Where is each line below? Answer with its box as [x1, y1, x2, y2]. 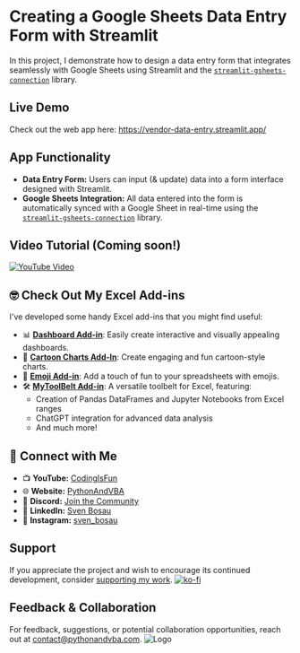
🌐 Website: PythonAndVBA [21, 486, 125, 496]
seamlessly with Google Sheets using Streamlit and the [9, 65, 212, 75]
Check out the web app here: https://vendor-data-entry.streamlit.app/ [9, 124, 267, 135]
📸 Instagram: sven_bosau [21, 515, 118, 526]
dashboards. [21, 343, 69, 353]
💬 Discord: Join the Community [21, 496, 140, 506]
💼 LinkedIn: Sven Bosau [21, 505, 112, 516]
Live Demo [9, 100, 70, 116]
